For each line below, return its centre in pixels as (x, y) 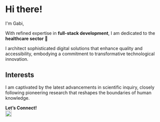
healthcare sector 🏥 (27, 38)
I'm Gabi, (15, 23)
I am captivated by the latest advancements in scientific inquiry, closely (80, 87)
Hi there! (24, 9)
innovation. (17, 59)
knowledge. (18, 98)
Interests (20, 75)
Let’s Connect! (21, 108)
